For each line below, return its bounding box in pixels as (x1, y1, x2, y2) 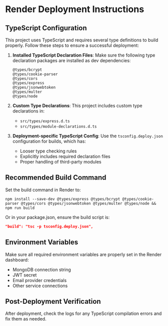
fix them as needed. (5, 316, 47, 322)
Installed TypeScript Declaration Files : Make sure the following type (12, 52, 155, 58)
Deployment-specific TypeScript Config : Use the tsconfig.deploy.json (12, 133, 163, 139)
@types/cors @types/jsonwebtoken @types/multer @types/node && (21, 201, 156, 206)
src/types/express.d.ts (20, 119, 70, 124)
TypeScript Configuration (5, 24, 87, 32)
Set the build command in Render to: (5, 187, 81, 193)
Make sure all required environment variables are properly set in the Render (5, 251, 162, 257)
